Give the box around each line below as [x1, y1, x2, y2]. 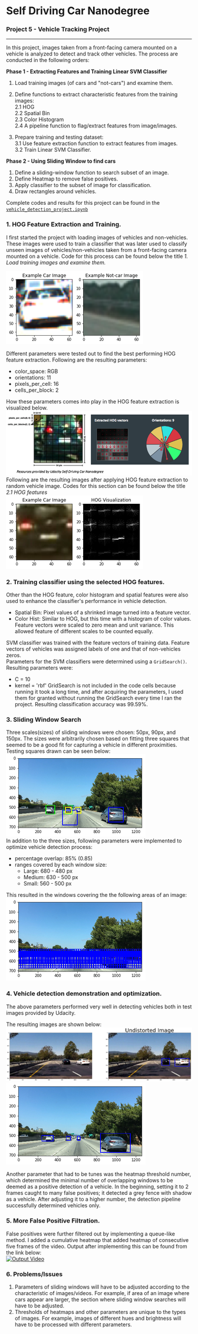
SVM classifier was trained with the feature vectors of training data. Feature [6, 639, 190, 647]
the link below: [6, 1249, 42, 1256]
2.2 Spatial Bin [14, 110, 50, 117]
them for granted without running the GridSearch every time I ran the [14, 694, 182, 702]
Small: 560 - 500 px [23, 880, 72, 887]
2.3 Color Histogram [14, 116, 64, 123]
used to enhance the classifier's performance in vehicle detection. [6, 598, 167, 605]
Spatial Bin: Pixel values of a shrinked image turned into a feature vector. [14, 609, 192, 616]
